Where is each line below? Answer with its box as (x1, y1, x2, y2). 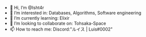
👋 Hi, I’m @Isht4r (9, 5, 44, 10)
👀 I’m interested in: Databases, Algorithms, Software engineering (9, 10, 142, 16)
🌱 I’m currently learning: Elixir (9, 15, 70, 21)
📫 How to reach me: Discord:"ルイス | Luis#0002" (9, 26, 113, 32)
